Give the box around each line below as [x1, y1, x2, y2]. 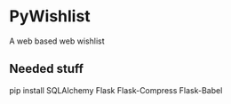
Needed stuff [9, 61, 84, 76]
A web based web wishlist [9, 36, 105, 46]
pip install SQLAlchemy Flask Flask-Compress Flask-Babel [9, 84, 223, 95]
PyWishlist [9, 6, 91, 27]
